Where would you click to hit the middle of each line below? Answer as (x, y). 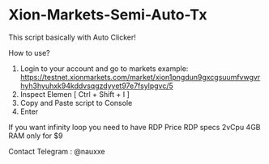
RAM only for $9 (36, 136)
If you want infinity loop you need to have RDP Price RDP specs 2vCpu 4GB (134, 127)
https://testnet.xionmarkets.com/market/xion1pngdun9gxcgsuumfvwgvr (140, 77)
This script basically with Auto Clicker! (72, 37)
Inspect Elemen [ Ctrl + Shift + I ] (75, 94)
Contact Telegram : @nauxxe (57, 151)
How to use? (29, 53)
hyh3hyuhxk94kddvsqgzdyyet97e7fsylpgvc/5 (97, 86)
